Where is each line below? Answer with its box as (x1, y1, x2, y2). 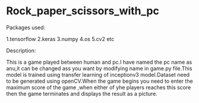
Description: (6, 46, 36, 54)
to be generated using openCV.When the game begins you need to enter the (6, 77, 193, 85)
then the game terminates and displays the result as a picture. (6, 90, 157, 97)
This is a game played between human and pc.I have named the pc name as (6, 58, 192, 65)
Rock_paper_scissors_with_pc (6, 4, 159, 18)
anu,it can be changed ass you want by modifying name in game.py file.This (6, 64, 192, 72)
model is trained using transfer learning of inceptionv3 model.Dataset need (6, 71, 190, 78)
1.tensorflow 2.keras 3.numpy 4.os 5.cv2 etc (6, 35, 115, 42)
